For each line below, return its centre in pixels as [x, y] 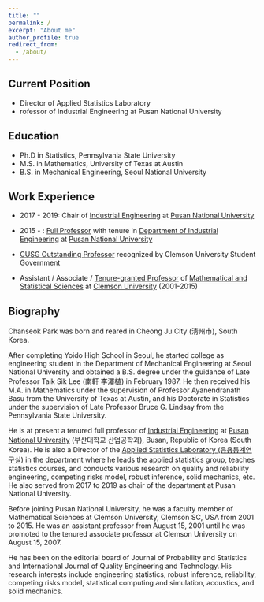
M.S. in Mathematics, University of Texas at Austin [101, 163]
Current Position [49, 84]
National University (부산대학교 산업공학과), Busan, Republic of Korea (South [130, 440]
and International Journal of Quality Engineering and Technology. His [120, 566]
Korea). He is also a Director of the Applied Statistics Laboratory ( [114, 450]
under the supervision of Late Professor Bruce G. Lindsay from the [116, 407]
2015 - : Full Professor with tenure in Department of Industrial [119, 231]
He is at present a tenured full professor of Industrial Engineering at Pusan [129, 431]
